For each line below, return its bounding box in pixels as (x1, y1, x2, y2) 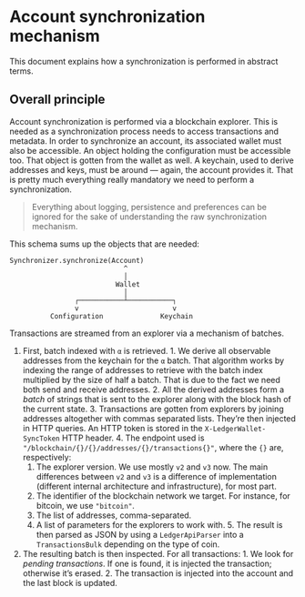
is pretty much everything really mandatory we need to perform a (9, 174, 255, 185)
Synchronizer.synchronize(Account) (9, 256, 145, 265)
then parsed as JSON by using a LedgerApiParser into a (36, 529, 244, 540)
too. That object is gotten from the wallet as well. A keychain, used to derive (9, 155, 294, 166)
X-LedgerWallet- (204, 424, 267, 433)
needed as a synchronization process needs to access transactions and (9, 126, 280, 137)
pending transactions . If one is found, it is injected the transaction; (22, 558, 272, 569)
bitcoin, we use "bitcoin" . (36, 500, 135, 511)
